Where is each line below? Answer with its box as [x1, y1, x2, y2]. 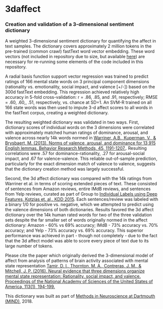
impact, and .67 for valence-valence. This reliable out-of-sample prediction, [5, 155, 158, 162]
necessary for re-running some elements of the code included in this [5, 59, 143, 65]
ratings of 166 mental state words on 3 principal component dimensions [5, 79, 149, 85]
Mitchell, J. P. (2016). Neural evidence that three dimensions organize [5, 268, 145, 274]
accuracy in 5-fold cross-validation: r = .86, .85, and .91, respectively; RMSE [5, 94, 158, 100]
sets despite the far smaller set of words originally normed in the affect [5, 217, 148, 223]
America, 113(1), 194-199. [5, 284, 55, 289]
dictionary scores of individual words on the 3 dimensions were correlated [5, 125, 155, 131]
